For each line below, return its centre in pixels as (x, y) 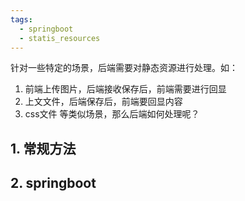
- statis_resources (60, 38)
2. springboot (53, 183)
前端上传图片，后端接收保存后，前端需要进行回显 (125, 89)
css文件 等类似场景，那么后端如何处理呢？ (112, 114)
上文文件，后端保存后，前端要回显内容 (103, 102)
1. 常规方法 (43, 148)
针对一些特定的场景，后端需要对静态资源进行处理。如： (124, 68)
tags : (21, 19)
